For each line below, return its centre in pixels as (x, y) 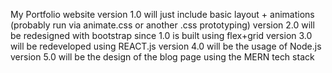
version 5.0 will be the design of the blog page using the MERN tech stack (162, 57)
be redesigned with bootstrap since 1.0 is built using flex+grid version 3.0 (161, 35)
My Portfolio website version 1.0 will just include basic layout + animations (162, 14)
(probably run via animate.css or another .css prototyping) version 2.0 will (162, 25)
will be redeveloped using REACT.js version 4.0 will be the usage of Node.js (166, 46)
